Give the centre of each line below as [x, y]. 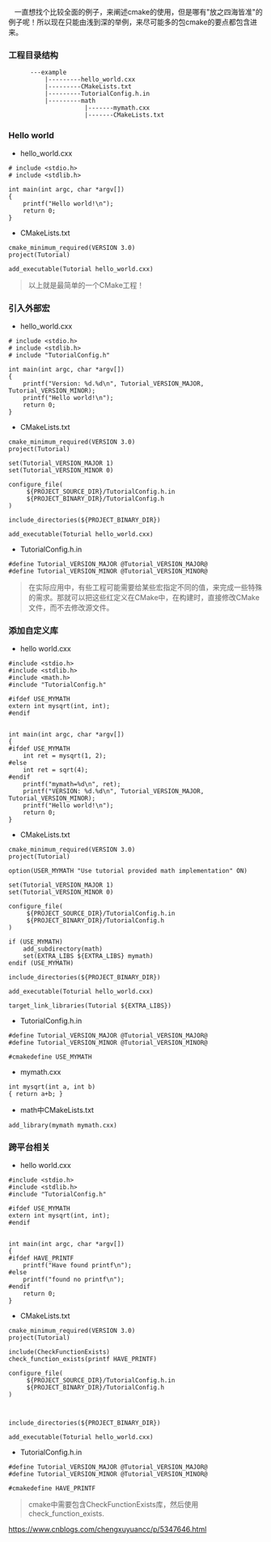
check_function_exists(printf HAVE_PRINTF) [83, 1359]
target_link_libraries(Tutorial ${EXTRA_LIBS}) [90, 1006]
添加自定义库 [34, 630]
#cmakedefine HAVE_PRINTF [52, 1488]
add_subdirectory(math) [63, 949]
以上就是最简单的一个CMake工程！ [86, 285]
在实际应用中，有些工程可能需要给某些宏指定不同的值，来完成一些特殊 [145, 587]
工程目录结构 [34, 55]
